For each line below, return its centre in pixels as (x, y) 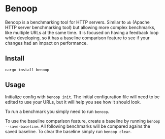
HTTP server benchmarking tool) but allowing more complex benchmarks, (80, 27)
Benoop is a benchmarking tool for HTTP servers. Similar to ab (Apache (78, 22)
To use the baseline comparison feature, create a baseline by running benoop (83, 121)
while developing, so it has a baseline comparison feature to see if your (77, 38)
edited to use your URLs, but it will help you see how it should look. (73, 102)
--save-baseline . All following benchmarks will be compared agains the (78, 126)
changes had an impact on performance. (47, 43)
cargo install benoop (27, 70)
